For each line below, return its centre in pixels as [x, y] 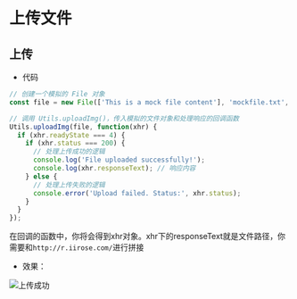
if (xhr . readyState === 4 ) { [71, 135]
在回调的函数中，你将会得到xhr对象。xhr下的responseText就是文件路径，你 [147, 237]
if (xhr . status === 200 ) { [75, 144]
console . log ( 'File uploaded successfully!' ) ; [119, 160]
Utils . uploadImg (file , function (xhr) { [83, 127]
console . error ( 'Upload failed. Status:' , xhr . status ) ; [137, 193]
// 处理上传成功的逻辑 [69, 152]
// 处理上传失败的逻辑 [69, 185]
